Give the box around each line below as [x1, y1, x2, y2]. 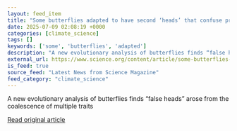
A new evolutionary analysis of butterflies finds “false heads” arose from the [7, 95, 229, 103]
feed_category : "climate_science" [7, 75, 109, 83]
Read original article [7, 116, 66, 124]
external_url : [7, 56, 49, 63]
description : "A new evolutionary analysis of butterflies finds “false [7, 50, 226, 57]
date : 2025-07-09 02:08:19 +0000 [7, 23, 106, 30]
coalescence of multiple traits [7, 102, 94, 111]
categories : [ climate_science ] [7, 29, 99, 37]
